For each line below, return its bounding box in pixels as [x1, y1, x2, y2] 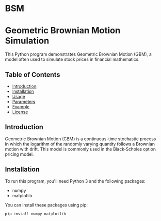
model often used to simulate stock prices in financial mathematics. [5, 57, 140, 62]
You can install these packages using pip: [5, 202, 88, 208]
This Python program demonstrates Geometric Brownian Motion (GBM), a [5, 51, 152, 57]
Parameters [12, 99, 35, 104]
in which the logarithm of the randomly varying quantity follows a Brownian [5, 141, 155, 147]
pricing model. [5, 151, 34, 157]
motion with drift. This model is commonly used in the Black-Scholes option [5, 146, 156, 152]
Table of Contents [5, 71, 61, 79]
